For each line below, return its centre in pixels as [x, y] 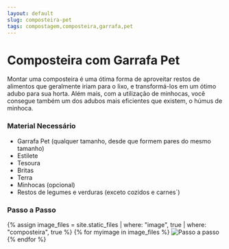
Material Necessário [41, 126]
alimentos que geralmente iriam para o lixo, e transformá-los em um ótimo [112, 86]
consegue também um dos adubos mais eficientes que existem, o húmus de [115, 101]
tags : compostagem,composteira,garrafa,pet [70, 26]
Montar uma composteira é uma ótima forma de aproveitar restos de [104, 79]
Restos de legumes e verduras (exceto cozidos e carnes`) [98, 192]
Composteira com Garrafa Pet [94, 60]
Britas [25, 170]
